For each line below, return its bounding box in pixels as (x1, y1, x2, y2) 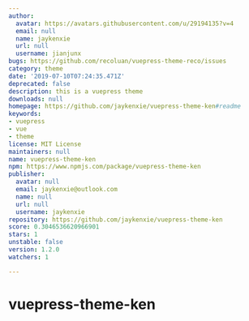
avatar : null (15, 178, 60, 186)
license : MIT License (8, 139, 82, 148)
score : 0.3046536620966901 (8, 223, 100, 231)
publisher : (8, 170, 45, 178)
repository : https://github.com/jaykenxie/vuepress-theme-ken (8, 216, 223, 224)
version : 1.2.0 (8, 246, 60, 254)
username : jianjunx (15, 49, 82, 58)
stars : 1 (8, 230, 38, 239)
